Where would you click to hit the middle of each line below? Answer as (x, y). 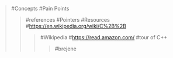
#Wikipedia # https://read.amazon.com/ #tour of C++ (104, 37)
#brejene (65, 49)
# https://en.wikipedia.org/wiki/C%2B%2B (76, 26)
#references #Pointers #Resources (68, 20)
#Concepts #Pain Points (40, 8)
